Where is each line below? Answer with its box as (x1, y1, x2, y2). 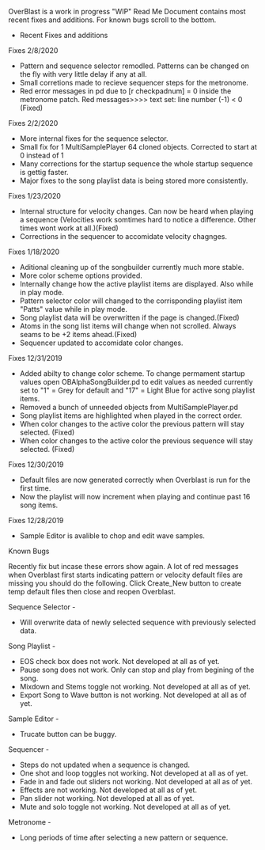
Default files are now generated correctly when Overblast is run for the (19, 475, 251, 484)
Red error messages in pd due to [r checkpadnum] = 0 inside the (19, 86, 232, 96)
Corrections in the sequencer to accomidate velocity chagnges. (19, 232, 228, 241)
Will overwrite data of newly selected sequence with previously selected (19, 617, 256, 627)
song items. (19, 500, 59, 510)
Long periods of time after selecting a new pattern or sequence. (19, 833, 229, 842)
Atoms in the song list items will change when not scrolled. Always (19, 321, 237, 331)
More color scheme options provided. (19, 271, 142, 280)
